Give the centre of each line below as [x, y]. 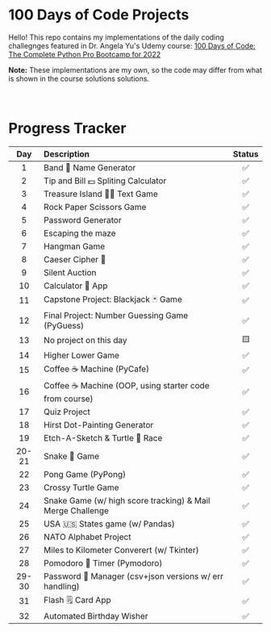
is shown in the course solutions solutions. [79, 78]
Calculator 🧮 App [76, 286]
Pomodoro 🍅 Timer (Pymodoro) [103, 563]
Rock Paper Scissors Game [95, 207]
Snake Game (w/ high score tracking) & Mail [127, 500]
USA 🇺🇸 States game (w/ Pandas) [109, 524]
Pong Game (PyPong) [85, 474]
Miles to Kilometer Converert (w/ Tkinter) [121, 550]
